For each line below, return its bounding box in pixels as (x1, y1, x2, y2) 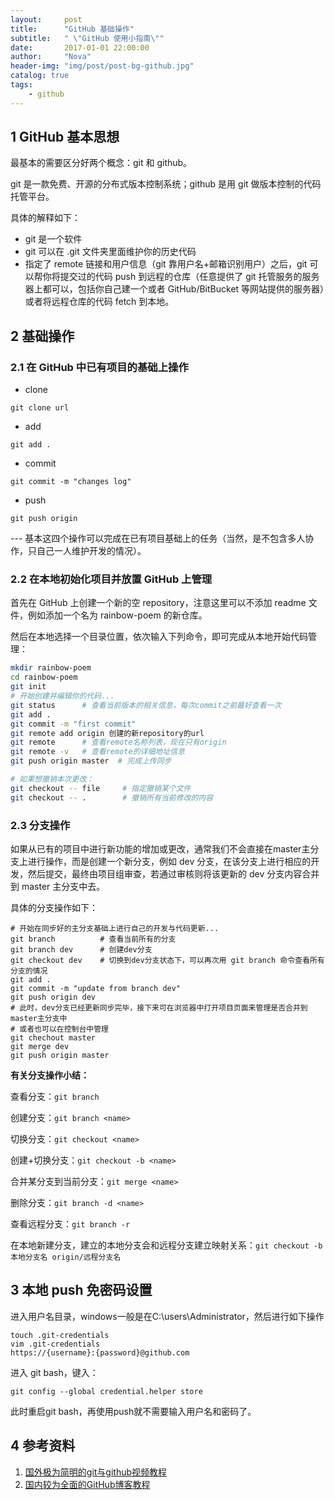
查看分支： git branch (10, 1090, 100, 1102)
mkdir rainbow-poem (10, 663, 92, 673)
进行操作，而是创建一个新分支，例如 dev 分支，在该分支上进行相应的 (27, 855, 312, 867)
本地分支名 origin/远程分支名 (10, 1252, 122, 1262)
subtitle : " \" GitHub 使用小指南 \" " (10, 33, 165, 43)
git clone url (10, 403, 70, 413)
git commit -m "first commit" (10, 719, 137, 729)
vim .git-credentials (10, 1339, 101, 1349)
